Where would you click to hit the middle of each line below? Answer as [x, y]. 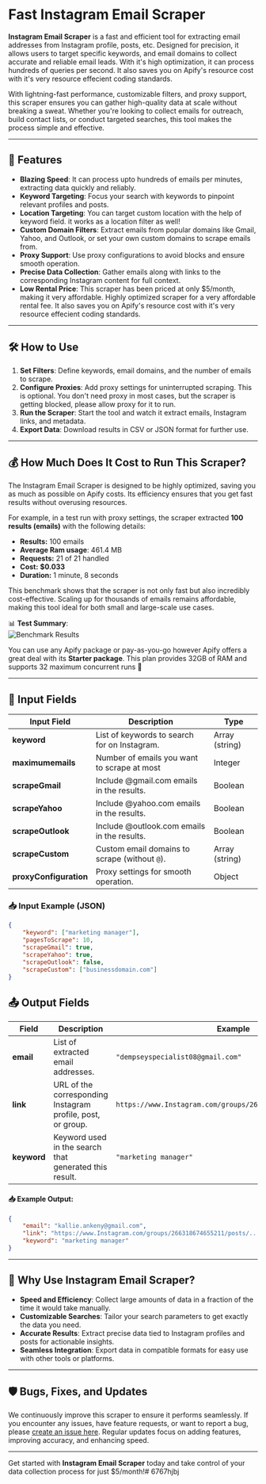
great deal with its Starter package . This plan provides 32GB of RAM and [128, 659]
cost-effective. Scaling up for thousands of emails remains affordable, [122, 599]
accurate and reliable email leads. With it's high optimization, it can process [131, 62]
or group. [70, 1125]
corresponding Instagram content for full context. [100, 280]
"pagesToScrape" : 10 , [58, 940]
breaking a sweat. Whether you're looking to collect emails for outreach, [126, 111]
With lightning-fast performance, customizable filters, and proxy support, [127, 94]
